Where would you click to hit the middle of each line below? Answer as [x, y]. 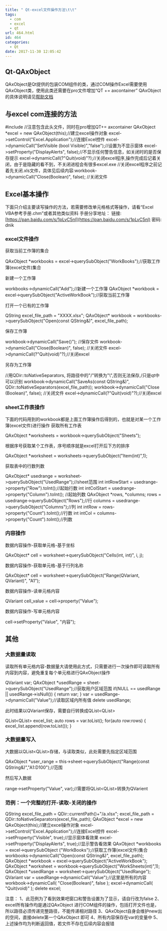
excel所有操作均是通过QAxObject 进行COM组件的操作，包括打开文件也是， [82, 905]
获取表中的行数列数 [25, 466]
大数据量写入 [21, 740]
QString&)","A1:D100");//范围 [34, 767]
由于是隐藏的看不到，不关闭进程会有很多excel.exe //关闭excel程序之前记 [88, 165]
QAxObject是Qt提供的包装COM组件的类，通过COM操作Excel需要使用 [76, 84]
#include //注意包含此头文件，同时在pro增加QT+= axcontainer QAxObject [81, 127]
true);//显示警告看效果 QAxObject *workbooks [114, 844]
